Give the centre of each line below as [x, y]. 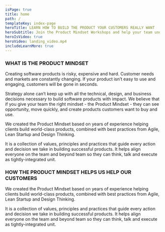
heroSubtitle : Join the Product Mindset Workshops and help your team [79, 32]
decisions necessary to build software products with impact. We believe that [82, 99]
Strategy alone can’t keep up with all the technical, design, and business [78, 93]
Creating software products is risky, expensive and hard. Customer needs [80, 73]
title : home [17, 14]
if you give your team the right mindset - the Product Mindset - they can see [82, 104]
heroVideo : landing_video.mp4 [36, 42]
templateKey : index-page [30, 23]
